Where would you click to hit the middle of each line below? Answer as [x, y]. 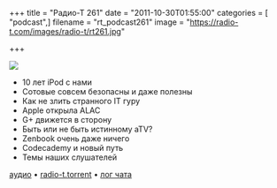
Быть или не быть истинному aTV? [87, 129]
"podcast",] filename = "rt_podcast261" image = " [100, 22]
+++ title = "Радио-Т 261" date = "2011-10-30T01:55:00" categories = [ [138, 13]
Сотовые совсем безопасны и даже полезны [107, 91]
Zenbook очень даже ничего [76, 139]
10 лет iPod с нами [57, 82]
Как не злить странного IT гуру [81, 101]
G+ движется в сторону [67, 120]
